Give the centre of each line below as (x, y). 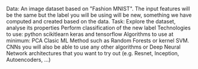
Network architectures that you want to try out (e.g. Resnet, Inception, (93, 53)
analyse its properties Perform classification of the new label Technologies (98, 28)
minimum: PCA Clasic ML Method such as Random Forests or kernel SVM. (98, 40)
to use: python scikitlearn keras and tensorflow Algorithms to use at (90, 34)
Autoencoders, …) (28, 60)
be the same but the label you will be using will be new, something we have (99, 15)
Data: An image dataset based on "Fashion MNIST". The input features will (98, 9)
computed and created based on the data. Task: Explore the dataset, (91, 21)
